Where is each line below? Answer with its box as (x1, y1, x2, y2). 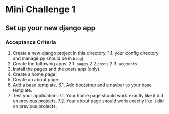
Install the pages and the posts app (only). (12, 66, 101, 72)
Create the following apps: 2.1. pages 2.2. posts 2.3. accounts (12, 60, 138, 66)
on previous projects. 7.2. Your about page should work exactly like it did (12, 98, 164, 104)
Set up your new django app (5, 24, 96, 32)
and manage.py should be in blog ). (12, 55, 85, 61)
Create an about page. (12, 76, 60, 82)
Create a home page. (12, 71, 57, 77)
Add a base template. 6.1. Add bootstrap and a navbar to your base (12, 82, 152, 88)
